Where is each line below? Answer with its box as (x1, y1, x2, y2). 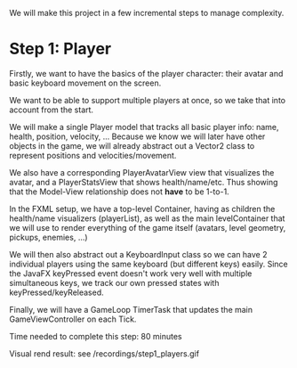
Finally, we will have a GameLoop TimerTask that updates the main (9, 304, 253, 315)
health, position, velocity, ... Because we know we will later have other (9, 131, 266, 142)
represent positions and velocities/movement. (9, 150, 177, 160)
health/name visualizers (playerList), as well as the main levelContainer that (9, 213, 285, 224)
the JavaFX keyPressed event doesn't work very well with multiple (9, 267, 253, 279)
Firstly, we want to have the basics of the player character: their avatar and (9, 68, 284, 78)
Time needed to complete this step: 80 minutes (9, 331, 182, 341)
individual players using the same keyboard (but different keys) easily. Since (9, 258, 289, 269)
